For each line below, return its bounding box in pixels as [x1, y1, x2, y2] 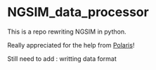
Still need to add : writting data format [7, 54, 117, 63]
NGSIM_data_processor [7, 4, 149, 20]
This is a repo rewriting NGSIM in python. [7, 27, 126, 36]
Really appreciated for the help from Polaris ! [7, 41, 135, 49]
